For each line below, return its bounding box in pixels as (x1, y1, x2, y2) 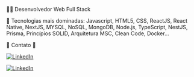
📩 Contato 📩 (6, 42, 36, 48)
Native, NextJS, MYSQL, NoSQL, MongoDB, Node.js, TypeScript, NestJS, (6, 24, 188, 30)
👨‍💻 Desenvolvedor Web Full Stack (6, 6, 91, 13)
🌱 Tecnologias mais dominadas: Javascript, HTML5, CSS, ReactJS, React (6, 17, 188, 24)
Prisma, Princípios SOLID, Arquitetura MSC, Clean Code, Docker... (6, 30, 170, 37)
